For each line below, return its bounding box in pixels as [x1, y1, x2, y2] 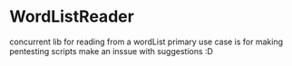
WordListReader [9, 6, 134, 27]
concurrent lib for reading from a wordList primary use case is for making [9, 36, 284, 47]
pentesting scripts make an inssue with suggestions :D [9, 45, 213, 56]
